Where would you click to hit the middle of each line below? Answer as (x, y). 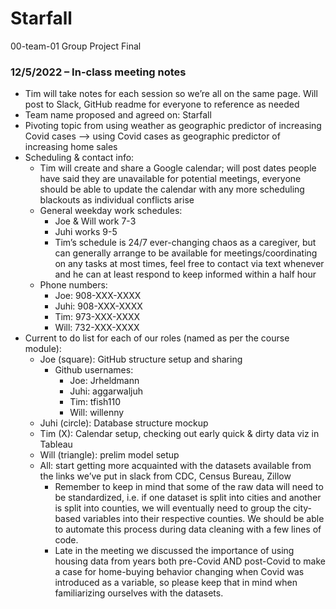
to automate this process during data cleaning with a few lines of (188, 529)
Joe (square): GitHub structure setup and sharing (141, 359)
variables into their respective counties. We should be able (204, 519)
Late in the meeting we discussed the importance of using (174, 551)
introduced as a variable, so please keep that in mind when (176, 583)
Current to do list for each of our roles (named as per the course (157, 338)
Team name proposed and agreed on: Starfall (118, 115)
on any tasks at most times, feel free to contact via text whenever (189, 264)
